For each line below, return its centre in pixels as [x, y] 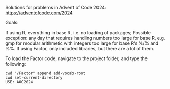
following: [16, 64]
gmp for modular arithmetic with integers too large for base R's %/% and [82, 43]
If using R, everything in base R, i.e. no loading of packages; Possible [78, 32]
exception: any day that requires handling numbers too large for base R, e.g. [85, 38]
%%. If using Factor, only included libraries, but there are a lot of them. [80, 49]
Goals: [12, 23]
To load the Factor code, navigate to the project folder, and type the [77, 58]
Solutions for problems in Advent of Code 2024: [56, 7]
